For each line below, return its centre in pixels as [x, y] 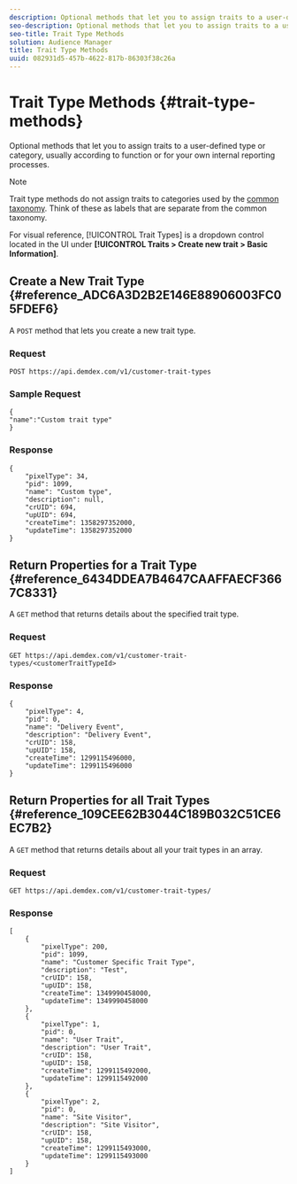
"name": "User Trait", [83, 1040]
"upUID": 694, [51, 515]
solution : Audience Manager [61, 42]
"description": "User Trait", [96, 1048]
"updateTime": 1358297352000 [79, 530]
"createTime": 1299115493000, [96, 1149]
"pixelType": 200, [75, 947]
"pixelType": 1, [71, 1025]
